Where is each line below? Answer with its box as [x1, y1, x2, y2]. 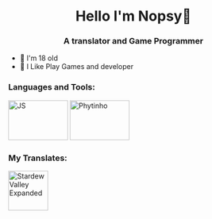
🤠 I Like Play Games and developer [19, 62, 133, 71]
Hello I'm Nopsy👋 [75, 7, 192, 25]
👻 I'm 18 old [19, 53, 58, 63]
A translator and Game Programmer [63, 36, 204, 47]
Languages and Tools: [8, 82, 95, 93]
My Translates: [8, 152, 67, 163]
